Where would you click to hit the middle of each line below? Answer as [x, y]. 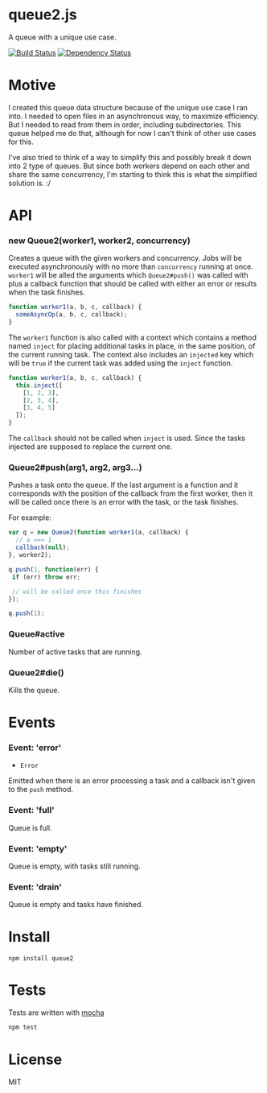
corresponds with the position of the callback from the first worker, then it [131, 493]
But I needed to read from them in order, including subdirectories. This [125, 124]
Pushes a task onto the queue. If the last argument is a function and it [123, 485]
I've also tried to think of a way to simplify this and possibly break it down [130, 157]
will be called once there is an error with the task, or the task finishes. [123, 502]
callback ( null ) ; [43, 548]
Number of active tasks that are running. [75, 652]
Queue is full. [30, 827]
